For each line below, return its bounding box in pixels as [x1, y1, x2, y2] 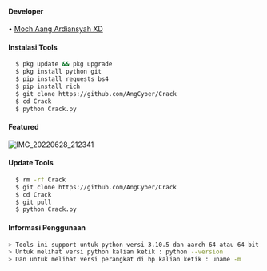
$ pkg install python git [15, 68, 102, 76]
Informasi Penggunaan [8, 222, 86, 232]
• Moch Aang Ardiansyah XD [8, 24, 104, 34]
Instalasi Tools [8, 42, 58, 52]
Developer [8, 6, 44, 16]
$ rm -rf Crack [15, 176, 66, 184]
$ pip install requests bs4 [15, 75, 110, 83]
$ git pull [15, 198, 52, 206]
